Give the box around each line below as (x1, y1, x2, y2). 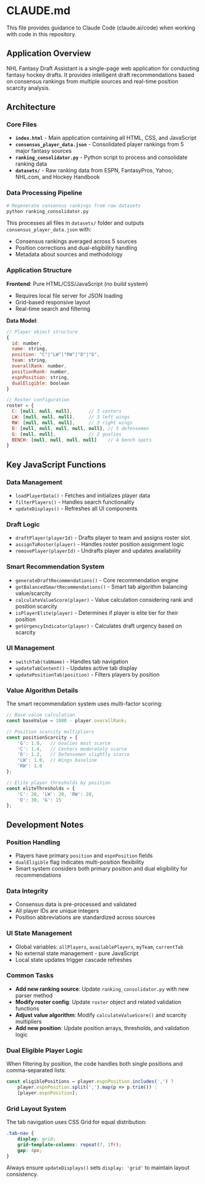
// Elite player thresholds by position (6, 780, 111, 786)
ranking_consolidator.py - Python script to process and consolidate (15, 154, 188, 161)
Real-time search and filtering (15, 305, 91, 312)
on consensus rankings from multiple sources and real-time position (6, 77, 179, 85)
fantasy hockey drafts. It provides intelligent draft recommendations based (6, 71, 195, 79)
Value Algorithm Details (6, 686, 78, 694)
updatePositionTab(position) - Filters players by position (15, 671, 160, 678)
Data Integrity (6, 886, 48, 895)
